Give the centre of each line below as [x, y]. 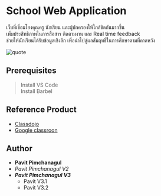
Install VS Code [39, 85]
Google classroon [36, 130]
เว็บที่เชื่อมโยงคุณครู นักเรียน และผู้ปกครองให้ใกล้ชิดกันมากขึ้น [65, 27]
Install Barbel [37, 91]
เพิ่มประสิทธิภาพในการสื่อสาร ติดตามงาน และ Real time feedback [73, 34]
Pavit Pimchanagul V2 [42, 169]
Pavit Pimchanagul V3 [43, 175]
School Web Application [66, 11]
